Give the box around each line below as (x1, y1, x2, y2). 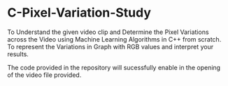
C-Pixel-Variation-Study (7, 5, 152, 21)
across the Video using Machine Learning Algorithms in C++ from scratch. (7, 35, 222, 43)
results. (7, 50, 29, 58)
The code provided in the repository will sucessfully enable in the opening (7, 63, 221, 71)
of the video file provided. (7, 71, 82, 79)
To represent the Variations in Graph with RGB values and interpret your (7, 42, 214, 51)
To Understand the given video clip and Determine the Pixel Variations (7, 28, 209, 36)
